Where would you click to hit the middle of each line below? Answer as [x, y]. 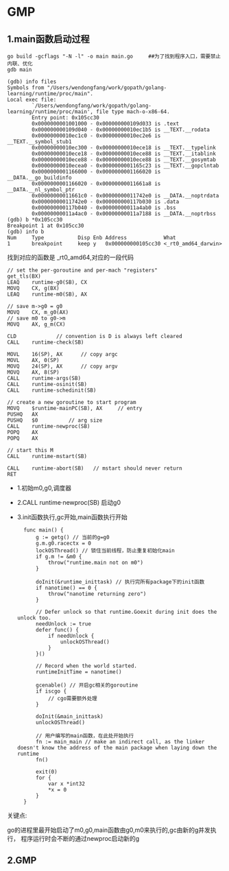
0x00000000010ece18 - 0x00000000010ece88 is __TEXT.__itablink [124, 154]
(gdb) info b [26, 232]
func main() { [44, 530]
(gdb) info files [32, 82]
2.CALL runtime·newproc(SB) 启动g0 [69, 502]
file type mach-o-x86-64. [133, 112]
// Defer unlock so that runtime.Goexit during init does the [126, 612]
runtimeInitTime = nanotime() [79, 672]
